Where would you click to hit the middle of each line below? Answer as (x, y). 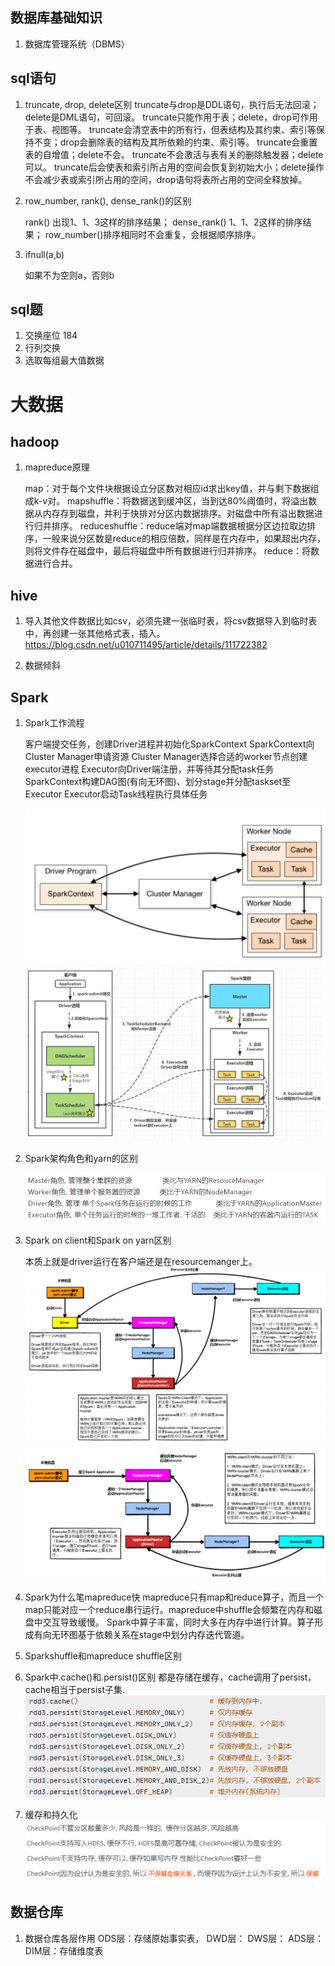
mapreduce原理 (57, 467)
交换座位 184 (51, 335)
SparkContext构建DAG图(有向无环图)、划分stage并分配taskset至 (158, 782)
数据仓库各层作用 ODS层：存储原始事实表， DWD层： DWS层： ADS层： (174, 1938)
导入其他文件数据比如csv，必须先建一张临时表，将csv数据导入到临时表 (171, 621)
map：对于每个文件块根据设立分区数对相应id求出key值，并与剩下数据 (167, 489)
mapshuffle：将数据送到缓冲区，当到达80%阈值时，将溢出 (188, 501)
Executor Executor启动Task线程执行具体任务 (116, 794)
